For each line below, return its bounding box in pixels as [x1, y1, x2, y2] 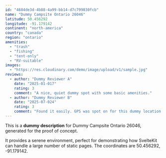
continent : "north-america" [5, 26, 64, 31]
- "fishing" [9, 49, 35, 54]
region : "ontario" [5, 35, 43, 40]
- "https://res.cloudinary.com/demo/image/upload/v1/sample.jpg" [9, 68, 148, 73]
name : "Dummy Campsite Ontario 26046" [5, 12, 85, 17]
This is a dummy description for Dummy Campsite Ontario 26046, [5, 122, 142, 128]
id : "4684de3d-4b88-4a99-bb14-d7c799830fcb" [5, 7, 99, 12]
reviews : [5, 72, 23, 77]
